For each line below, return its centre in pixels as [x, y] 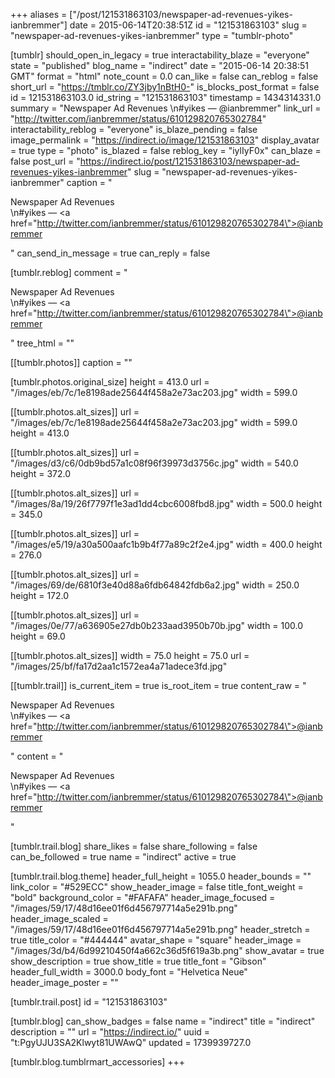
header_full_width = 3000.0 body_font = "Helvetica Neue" [129, 972]
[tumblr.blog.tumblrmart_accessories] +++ [98, 1062]
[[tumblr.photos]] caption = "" [71, 362]
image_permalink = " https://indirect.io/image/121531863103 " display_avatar [165, 140]
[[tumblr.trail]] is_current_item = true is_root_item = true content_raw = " [158, 685]
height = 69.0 [38, 636]
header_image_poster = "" [64, 982]
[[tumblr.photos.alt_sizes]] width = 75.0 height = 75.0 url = [130, 655]
